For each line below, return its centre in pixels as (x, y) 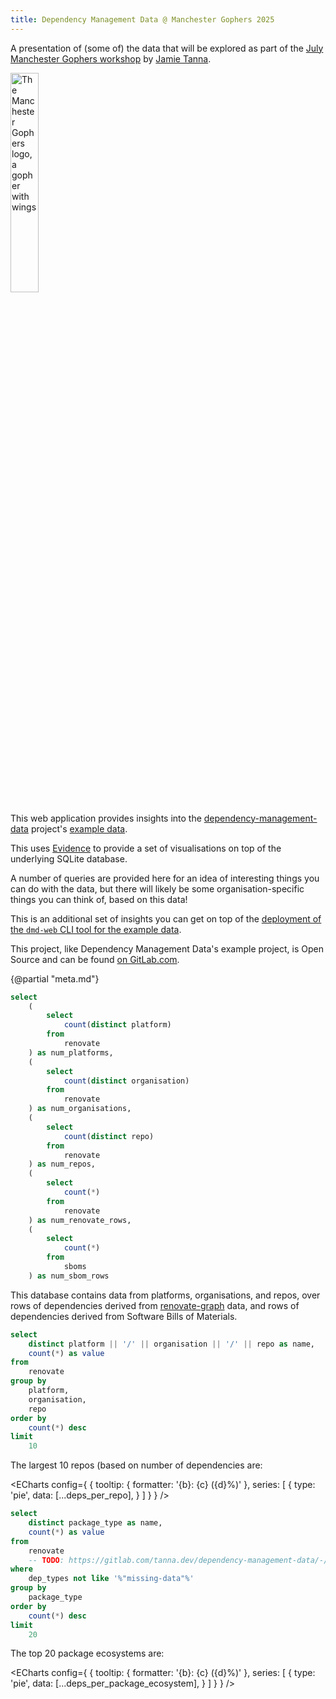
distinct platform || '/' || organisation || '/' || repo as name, (171, 1344)
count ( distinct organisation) (126, 1081)
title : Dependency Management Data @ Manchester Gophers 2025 (142, 19)
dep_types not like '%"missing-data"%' (111, 1579)
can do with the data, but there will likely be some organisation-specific (157, 888)
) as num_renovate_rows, (80, 1220)
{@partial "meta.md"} (55, 978)
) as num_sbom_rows (69, 1276)
